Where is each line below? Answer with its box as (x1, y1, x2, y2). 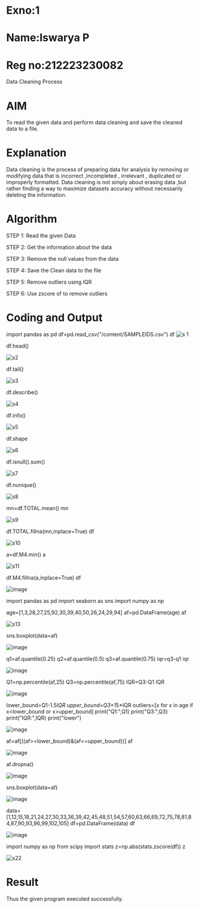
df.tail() (6, 365, 24, 373)
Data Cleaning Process (6, 78, 63, 86)
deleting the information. (6, 191, 67, 199)
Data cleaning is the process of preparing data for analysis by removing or (6, 166, 189, 173)
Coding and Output (6, 311, 103, 325)
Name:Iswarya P (6, 31, 90, 45)
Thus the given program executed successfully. (6, 895, 124, 902)
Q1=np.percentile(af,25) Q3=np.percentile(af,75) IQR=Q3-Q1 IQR (6, 678, 165, 685)
